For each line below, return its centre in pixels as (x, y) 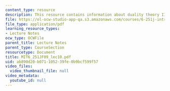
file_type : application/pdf (35, 24)
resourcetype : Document (30, 52)
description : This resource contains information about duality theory (82, 15)
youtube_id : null (28, 80)
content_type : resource (30, 10)
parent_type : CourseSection (35, 48)
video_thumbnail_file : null (39, 71)
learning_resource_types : (32, 29)
